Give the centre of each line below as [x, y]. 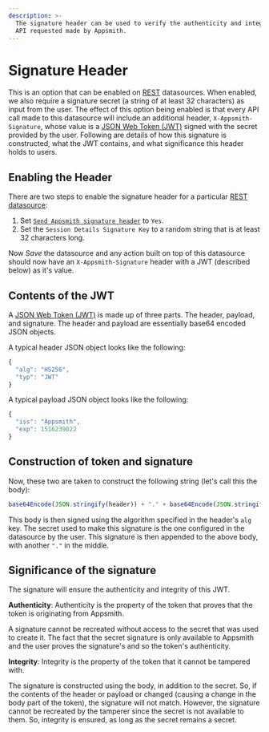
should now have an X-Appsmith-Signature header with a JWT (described [129, 262]
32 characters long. [52, 238]
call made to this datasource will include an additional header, [110, 118]
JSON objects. [32, 332]
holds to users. [33, 152]
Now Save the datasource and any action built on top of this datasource [127, 253]
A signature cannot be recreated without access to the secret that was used [133, 629]
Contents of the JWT [61, 295]
